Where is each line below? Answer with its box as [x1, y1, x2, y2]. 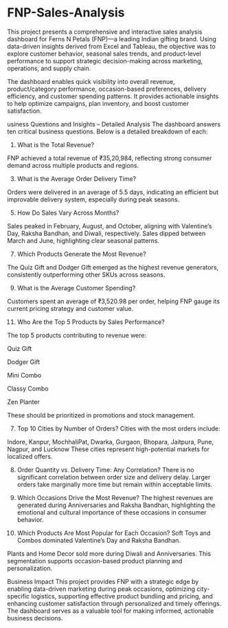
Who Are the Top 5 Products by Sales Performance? [16, 318, 165, 326]
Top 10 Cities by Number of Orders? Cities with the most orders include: [16, 424, 221, 433]
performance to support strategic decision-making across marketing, [7, 56, 203, 65]
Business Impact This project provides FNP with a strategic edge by [7, 577, 199, 585]
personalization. [7, 564, 53, 572]
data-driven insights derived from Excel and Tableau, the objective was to [7, 42, 216, 50]
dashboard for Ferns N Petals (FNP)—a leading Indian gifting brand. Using [7, 34, 216, 43]
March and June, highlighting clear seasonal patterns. [7, 236, 160, 245]
